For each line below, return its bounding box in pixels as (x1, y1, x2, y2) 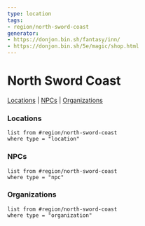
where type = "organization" (7, 211, 92, 219)
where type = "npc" (7, 174, 64, 181)
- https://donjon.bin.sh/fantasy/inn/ (7, 36, 120, 43)
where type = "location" (7, 136, 80, 143)
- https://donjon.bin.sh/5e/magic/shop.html (7, 43, 139, 50)
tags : (7, 17, 23, 24)
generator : (7, 29, 39, 37)
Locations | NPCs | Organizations (7, 96, 103, 104)
